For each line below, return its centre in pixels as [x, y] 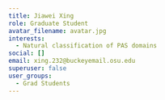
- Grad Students [43, 83]
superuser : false [38, 69]
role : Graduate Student [49, 23]
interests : [27, 38]
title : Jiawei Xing [41, 16]
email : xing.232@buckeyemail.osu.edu [72, 61]
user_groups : [30, 76]
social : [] [27, 53]
